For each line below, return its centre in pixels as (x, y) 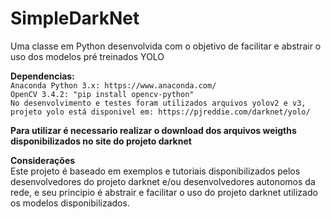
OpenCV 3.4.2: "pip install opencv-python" (102, 94)
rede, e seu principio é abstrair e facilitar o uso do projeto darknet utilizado (164, 192)
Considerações (43, 160)
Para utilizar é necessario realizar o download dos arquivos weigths (153, 130)
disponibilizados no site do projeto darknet (101, 141)
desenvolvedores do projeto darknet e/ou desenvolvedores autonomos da (163, 181)
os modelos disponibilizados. (70, 203)
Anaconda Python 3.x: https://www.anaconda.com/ (113, 85)
